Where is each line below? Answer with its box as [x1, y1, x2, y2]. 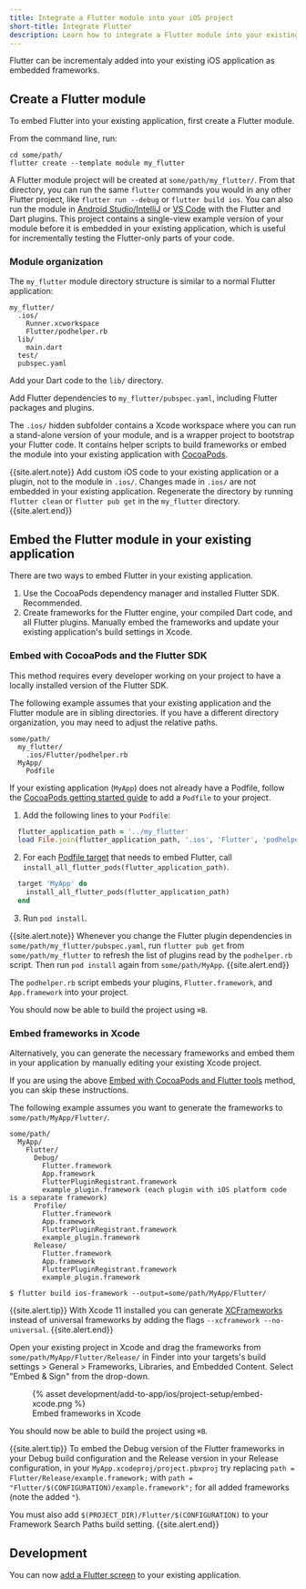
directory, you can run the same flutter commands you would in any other [9, 184, 291, 196]
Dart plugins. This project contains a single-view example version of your [9, 213, 284, 224]
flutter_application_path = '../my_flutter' [17, 827, 189, 836]
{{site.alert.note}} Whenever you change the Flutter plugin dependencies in [9, 930, 292, 941]
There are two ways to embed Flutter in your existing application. [9, 570, 253, 581]
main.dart [25, 343, 64, 352]
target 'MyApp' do [17, 880, 88, 889]
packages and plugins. [9, 402, 95, 413]
